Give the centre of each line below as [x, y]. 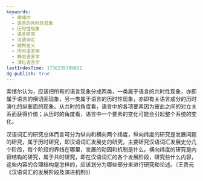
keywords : [19, 12]
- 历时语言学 [26, 51]
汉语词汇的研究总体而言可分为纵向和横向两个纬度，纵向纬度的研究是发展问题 [101, 135]
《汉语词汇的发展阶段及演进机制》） [50, 172]
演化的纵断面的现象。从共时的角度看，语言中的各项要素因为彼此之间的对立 [99, 107]
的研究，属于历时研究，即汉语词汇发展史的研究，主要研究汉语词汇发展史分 [99, 142]
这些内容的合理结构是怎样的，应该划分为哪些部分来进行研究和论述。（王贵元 [100, 165]
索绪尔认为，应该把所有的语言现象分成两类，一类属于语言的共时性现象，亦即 [101, 92]
